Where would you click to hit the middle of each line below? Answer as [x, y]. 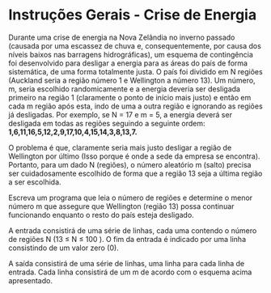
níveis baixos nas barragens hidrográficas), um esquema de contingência [131, 54]
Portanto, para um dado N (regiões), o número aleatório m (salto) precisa [130, 164]
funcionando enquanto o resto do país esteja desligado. [101, 214]
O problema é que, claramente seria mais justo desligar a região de [120, 147]
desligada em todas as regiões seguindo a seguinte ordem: [107, 123]
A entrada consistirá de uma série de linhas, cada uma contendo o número [133, 230]
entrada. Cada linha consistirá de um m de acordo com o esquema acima [130, 272]
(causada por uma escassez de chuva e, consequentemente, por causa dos [135, 45]
